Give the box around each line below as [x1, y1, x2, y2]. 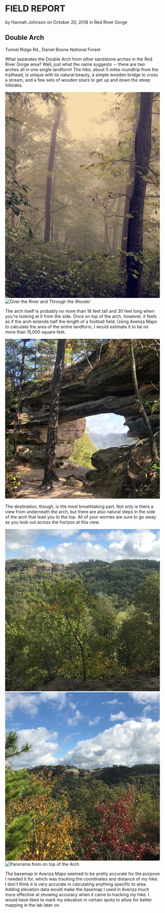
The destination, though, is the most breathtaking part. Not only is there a [5, 503, 154, 509]
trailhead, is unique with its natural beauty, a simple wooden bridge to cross [5, 72, 158, 78]
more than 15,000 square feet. [5, 329, 66, 335]
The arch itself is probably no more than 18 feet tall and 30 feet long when [5, 308, 155, 314]
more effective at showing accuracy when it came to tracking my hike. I [5, 892, 150, 898]
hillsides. [5, 82, 23, 88]
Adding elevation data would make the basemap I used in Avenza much [5, 886, 150, 892]
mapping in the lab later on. [5, 902, 60, 908]
